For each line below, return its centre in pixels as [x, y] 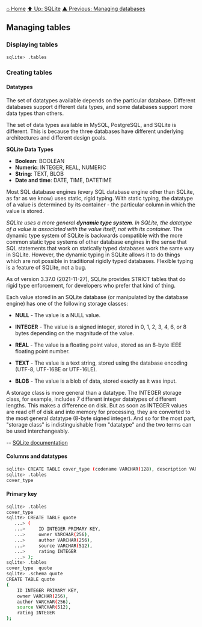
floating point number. [42, 351]
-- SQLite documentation [37, 442]
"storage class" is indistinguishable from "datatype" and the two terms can [99, 424]
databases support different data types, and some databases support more [99, 107]
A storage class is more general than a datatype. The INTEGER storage [94, 392]
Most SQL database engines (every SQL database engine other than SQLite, [100, 191]
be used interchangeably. [38, 431]
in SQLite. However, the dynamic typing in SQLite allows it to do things [93, 255]
